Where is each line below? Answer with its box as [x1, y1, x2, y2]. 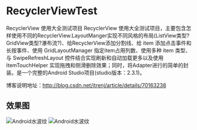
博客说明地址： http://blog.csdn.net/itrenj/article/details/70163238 [6, 81, 167, 88]
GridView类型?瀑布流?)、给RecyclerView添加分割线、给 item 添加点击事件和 [6, 39, 192, 46]
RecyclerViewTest [6, 4, 98, 18]
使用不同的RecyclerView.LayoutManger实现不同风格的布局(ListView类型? [11, 31, 190, 39]
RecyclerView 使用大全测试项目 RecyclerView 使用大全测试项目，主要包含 [6, 24, 186, 31]
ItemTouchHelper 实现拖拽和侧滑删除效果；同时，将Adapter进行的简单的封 [6, 61, 189, 69]
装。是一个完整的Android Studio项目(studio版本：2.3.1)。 [6, 69, 145, 76]
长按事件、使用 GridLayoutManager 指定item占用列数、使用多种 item [6, 46, 174, 54]
